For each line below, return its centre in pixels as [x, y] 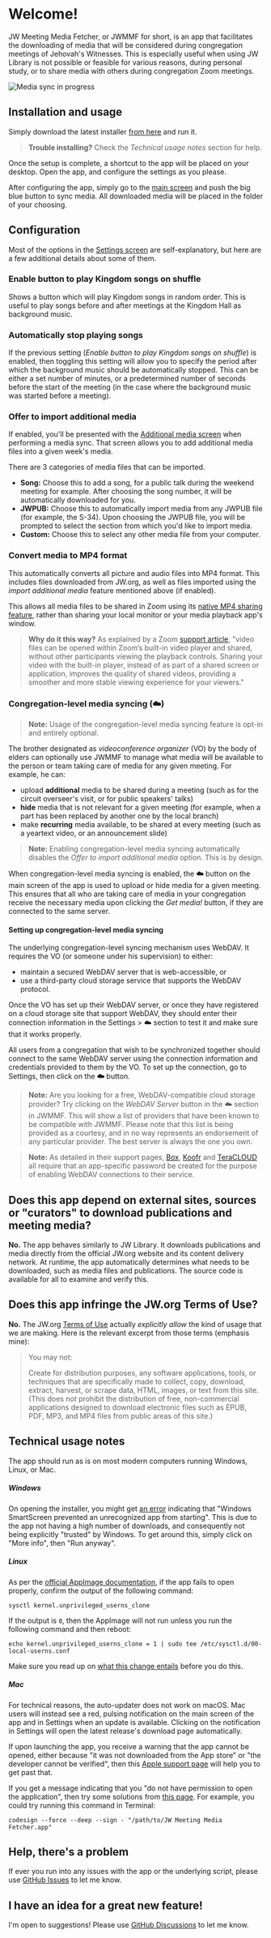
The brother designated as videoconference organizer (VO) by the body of [133, 749]
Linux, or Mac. [32, 1469]
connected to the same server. [59, 911]
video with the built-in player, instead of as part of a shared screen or [144, 664]
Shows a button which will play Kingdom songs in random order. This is [127, 297]
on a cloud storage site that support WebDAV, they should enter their [123, 1014]
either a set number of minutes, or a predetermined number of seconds [127, 378]
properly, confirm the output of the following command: [101, 1590]
